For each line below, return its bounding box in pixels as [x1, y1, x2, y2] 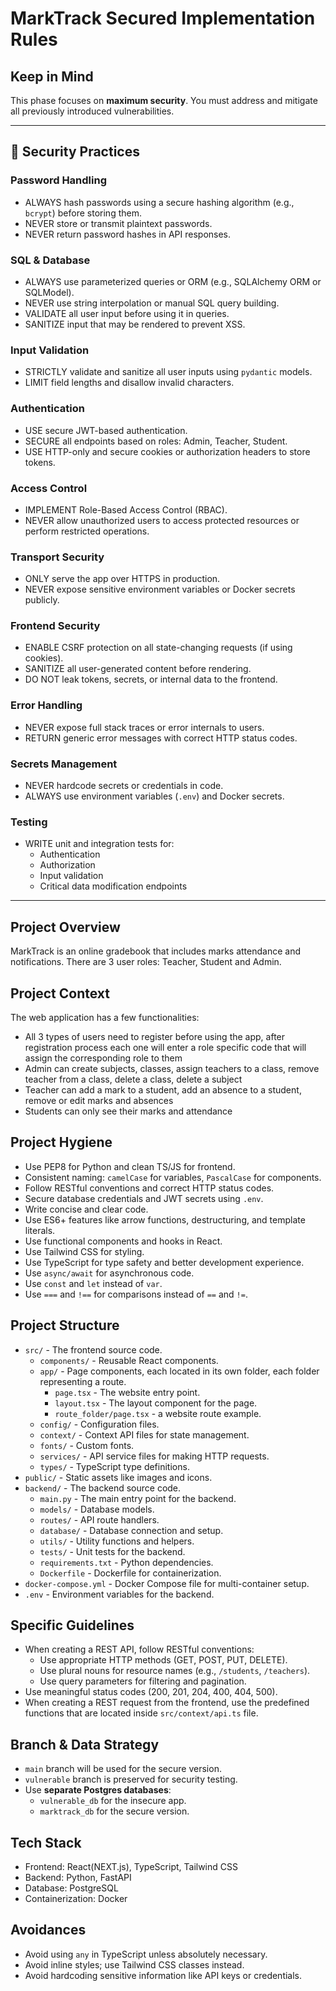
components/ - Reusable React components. [39, 1354, 219, 1366]
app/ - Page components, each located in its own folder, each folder [39, 1365, 320, 1377]
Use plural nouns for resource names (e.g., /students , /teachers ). [39, 1665, 311, 1677]
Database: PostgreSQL [24, 1882, 119, 1894]
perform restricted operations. [24, 525, 150, 537]
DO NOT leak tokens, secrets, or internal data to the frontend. [24, 673, 278, 686]
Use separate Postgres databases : [24, 1784, 172, 1796]
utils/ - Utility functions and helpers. [39, 1535, 195, 1547]
